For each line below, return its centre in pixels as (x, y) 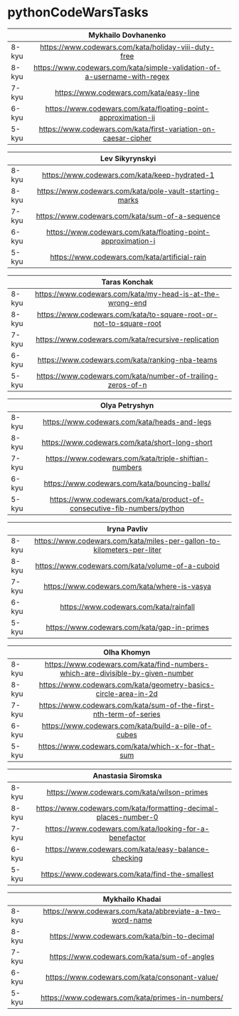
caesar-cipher (127, 138)
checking (128, 858)
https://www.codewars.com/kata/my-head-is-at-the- (128, 294)
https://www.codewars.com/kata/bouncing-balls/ (127, 483)
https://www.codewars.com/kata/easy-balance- (127, 849)
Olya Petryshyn (127, 405)
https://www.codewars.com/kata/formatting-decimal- (127, 808)
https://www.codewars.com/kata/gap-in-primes (128, 627)
